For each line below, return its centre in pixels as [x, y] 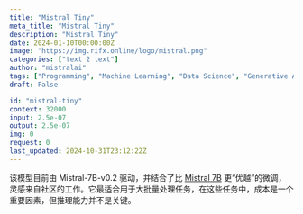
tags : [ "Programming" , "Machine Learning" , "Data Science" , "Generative [149, 76]
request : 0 [30, 143]
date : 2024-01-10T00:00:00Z [62, 43]
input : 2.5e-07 [38, 118]
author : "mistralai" [48, 68]
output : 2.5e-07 [40, 126]
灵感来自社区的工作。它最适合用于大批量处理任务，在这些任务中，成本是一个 [151, 189]
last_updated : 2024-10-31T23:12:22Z [78, 151]
